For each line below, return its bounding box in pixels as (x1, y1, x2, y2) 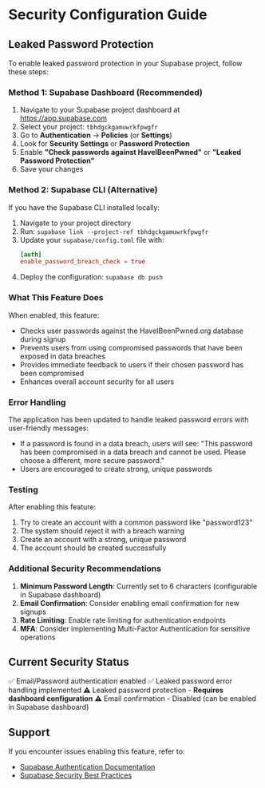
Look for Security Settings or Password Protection (19, 139, 190, 148)
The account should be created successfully (19, 543, 167, 552)
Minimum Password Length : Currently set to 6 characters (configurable (19, 581, 258, 591)
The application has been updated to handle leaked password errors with (8, 414, 249, 424)
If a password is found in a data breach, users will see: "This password (19, 438, 253, 448)
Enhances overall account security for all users (19, 377, 175, 386)
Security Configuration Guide (8, 6, 208, 24)
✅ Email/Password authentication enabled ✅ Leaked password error (8, 676, 233, 686)
